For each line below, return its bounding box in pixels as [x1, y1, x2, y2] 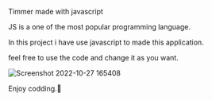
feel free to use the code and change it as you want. [8, 53, 179, 62]
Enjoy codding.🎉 [8, 84, 62, 93]
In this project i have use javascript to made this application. [8, 37, 204, 47]
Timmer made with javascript [8, 7, 103, 16]
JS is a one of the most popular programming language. [8, 22, 191, 31]
